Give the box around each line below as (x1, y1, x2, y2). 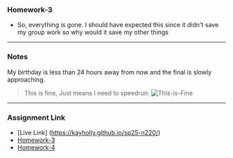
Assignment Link (7, 113, 66, 123)
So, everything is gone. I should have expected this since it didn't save (17, 21, 219, 29)
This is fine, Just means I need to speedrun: (24, 88, 150, 97)
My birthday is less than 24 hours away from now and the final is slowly (7, 68, 212, 76)
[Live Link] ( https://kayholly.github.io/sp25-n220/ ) (17, 128, 161, 136)
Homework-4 (17, 143, 55, 151)
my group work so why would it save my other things (17, 28, 169, 36)
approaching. (7, 75, 45, 84)
